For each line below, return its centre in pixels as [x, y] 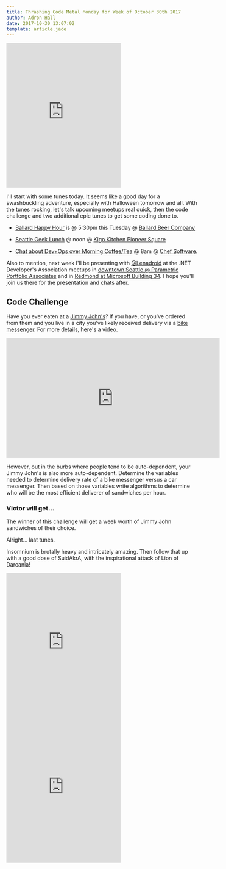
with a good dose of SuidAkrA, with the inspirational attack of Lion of [93, 558]
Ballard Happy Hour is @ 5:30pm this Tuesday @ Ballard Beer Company [105, 228]
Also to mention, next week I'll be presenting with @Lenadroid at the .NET [99, 263]
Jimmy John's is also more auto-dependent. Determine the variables [92, 473]
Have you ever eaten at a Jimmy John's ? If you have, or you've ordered [96, 316]
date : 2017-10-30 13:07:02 [41, 23]
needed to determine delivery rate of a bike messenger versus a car [92, 480]
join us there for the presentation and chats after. [68, 283]
